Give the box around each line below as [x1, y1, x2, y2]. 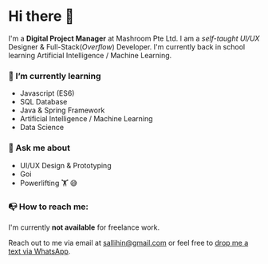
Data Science [19, 123, 65, 132]
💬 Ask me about [8, 143, 70, 154]
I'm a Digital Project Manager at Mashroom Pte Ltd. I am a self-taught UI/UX [8, 33, 260, 43]
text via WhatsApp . [8, 246, 71, 256]
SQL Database [19, 97, 68, 107]
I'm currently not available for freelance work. [8, 223, 160, 232]
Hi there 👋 [8, 7, 74, 26]
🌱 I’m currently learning [8, 70, 101, 81]
